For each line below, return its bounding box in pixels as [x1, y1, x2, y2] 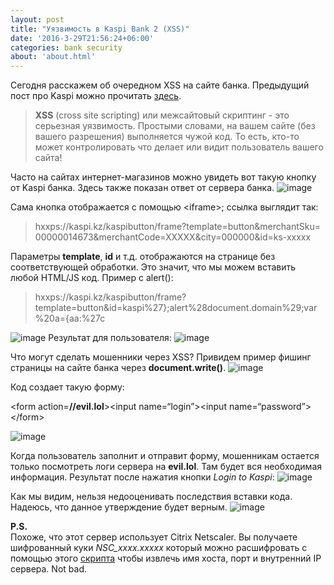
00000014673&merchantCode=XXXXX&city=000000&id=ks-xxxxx [34, 231, 312, 243]
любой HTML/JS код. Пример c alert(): [10, 272, 174, 284]
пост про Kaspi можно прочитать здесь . [10, 90, 182, 102]
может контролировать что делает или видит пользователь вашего [34, 141, 324, 153]
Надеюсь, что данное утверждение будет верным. [10, 501, 228, 513]
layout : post [10, 14, 65, 25]
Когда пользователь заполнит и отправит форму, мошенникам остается [10, 450, 320, 462]
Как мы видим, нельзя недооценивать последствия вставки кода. [10, 491, 293, 503]
